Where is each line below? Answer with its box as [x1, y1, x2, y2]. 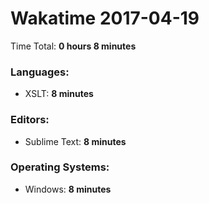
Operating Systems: [10, 160, 110, 174]
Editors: [10, 113, 50, 127]
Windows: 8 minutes [24, 183, 112, 195]
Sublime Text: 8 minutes [24, 135, 127, 147]
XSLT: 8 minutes [24, 88, 94, 100]
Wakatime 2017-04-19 [10, 7, 200, 30]
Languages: [10, 65, 70, 79]
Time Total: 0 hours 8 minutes [10, 40, 137, 52]
